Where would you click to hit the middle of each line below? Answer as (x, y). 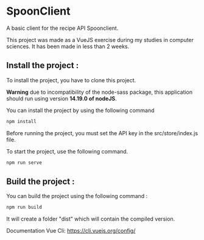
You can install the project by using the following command (80, 110)
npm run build (24, 207)
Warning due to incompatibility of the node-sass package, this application (100, 92)
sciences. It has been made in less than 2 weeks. (68, 46)
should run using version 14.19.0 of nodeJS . (62, 98)
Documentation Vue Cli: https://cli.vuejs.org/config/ (71, 231)
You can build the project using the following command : (77, 196)
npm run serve (24, 163)
